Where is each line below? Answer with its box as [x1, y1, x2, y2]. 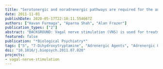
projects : [5, 52, 25, 57]
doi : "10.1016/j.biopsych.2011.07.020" [5, 48, 86, 52]
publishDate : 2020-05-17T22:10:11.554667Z [5, 16, 92, 21]
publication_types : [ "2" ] [5, 25, 57, 30]
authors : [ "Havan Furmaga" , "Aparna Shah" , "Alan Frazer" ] [5, 20, 127, 26]
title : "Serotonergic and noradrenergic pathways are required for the [5, 7, 153, 12]
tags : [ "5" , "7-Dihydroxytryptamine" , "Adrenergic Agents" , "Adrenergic [5, 43, 155, 48]
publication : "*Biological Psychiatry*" [5, 39, 88, 44]
